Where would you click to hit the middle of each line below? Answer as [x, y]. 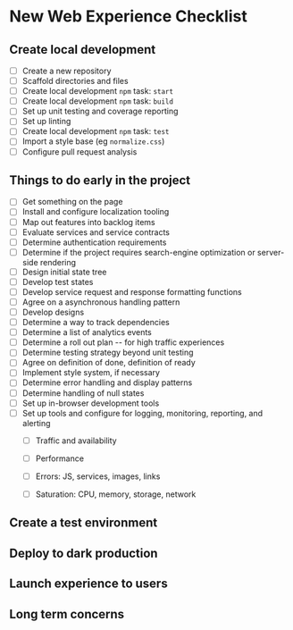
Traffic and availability [76, 441]
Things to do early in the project [100, 180]
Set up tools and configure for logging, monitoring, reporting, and [142, 413]
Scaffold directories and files [75, 81]
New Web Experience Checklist [128, 17]
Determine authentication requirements [94, 242]
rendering [58, 262]
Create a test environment [84, 523]
